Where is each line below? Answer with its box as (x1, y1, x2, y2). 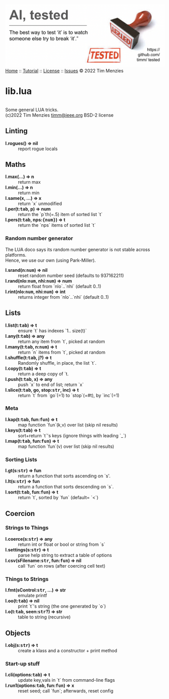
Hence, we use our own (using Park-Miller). (5, 257, 96, 263)
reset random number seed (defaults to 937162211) (18, 272, 124, 278)
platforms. (5, 252, 27, 258)
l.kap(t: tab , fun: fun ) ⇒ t (5, 416, 58, 423)
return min (18, 190, 39, 196)
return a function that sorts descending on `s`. (18, 484, 114, 490)
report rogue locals (18, 146, 58, 152)
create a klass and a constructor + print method (18, 647, 117, 653)
